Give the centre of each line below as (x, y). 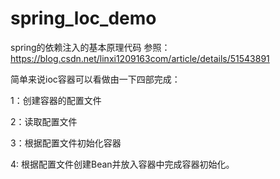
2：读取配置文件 (44, 121)
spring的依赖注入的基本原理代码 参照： (90, 47)
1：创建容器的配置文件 (56, 100)
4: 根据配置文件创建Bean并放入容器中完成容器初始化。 (122, 164)
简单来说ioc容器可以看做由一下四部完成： (95, 79)
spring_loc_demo (83, 18)
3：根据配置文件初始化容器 (66, 143)
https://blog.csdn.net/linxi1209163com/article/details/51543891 (140, 58)
